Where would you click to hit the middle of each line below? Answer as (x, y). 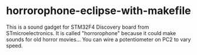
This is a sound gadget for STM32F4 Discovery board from (78, 27)
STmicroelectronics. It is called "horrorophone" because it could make (91, 33)
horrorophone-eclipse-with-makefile (98, 11)
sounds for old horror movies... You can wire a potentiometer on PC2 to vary (98, 39)
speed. (14, 46)
